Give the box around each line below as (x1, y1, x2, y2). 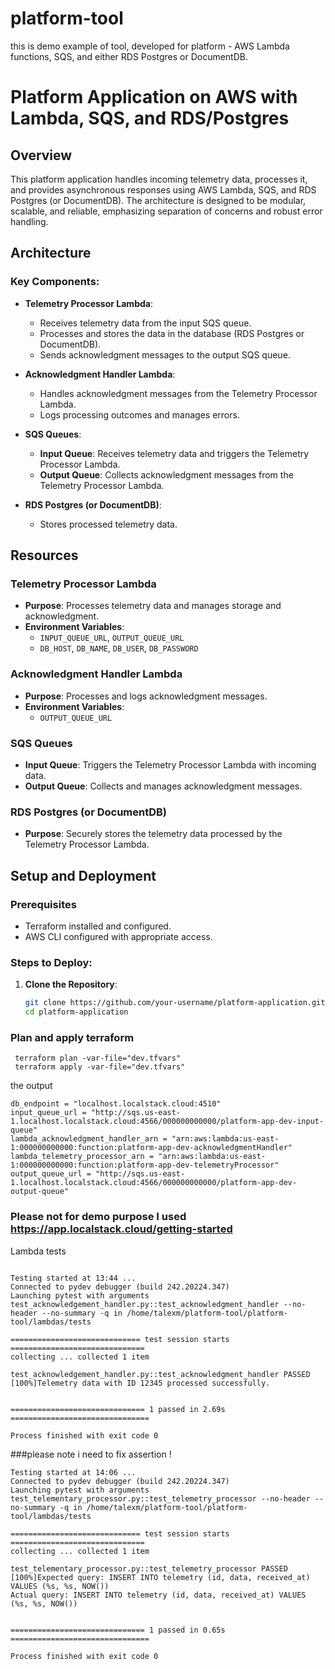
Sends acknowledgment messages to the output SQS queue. (39, 348, 291, 361)
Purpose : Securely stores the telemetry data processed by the (24, 828, 283, 840)
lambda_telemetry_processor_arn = (10, 1152, 155, 1162)
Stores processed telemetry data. (39, 518, 178, 530)
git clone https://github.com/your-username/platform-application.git (24, 998, 326, 1008)
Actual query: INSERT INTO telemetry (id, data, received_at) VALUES (10, 1590, 307, 1600)
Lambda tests (10, 1245, 67, 1257)
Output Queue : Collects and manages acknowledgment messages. (24, 780, 303, 792)
